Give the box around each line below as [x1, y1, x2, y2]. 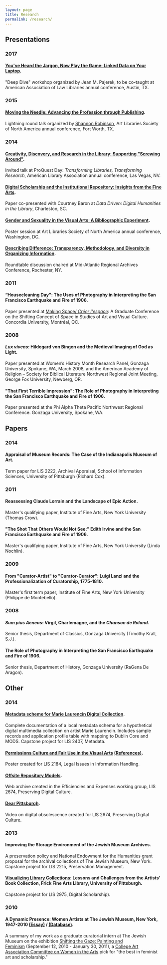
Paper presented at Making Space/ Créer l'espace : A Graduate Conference [5, 308, 160, 314]
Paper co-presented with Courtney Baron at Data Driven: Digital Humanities [5, 200, 161, 206]
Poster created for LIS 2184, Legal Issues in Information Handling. [5, 761, 140, 767]
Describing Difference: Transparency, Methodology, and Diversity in [5, 245, 150, 251]
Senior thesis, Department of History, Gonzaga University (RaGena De [5, 664, 149, 670]
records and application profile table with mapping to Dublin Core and [5, 733, 149, 739]
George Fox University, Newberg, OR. [5, 376, 82, 382]
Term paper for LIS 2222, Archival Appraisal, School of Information [5, 468, 143, 474]
